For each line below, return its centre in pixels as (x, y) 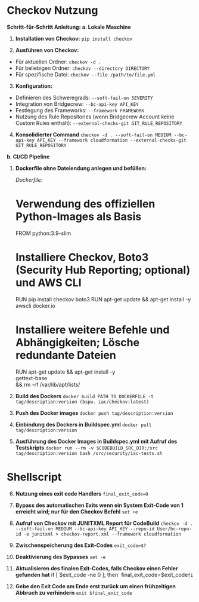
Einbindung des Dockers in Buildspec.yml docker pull (83, 424)
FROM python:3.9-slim (43, 233)
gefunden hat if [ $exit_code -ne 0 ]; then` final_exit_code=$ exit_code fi (104, 575)
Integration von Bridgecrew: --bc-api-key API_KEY (77, 104)
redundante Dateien (66, 355)
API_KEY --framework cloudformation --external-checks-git (112, 140)
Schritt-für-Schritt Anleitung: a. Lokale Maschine (69, 27)
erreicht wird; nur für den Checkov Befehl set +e (77, 511)
